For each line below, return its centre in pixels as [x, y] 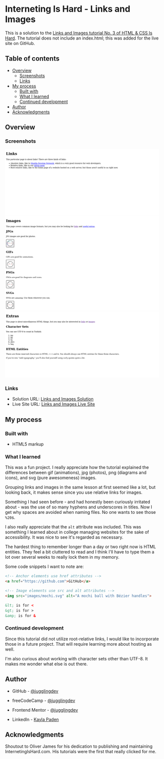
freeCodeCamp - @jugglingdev [44, 700]
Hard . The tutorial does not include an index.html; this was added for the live [82, 38]
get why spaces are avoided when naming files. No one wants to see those [81, 512]
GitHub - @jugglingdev [35, 691]
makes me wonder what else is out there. [46, 664]
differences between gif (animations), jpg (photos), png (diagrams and [76, 473]
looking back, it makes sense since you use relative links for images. [74, 492]
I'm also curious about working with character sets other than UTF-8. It [76, 658]
